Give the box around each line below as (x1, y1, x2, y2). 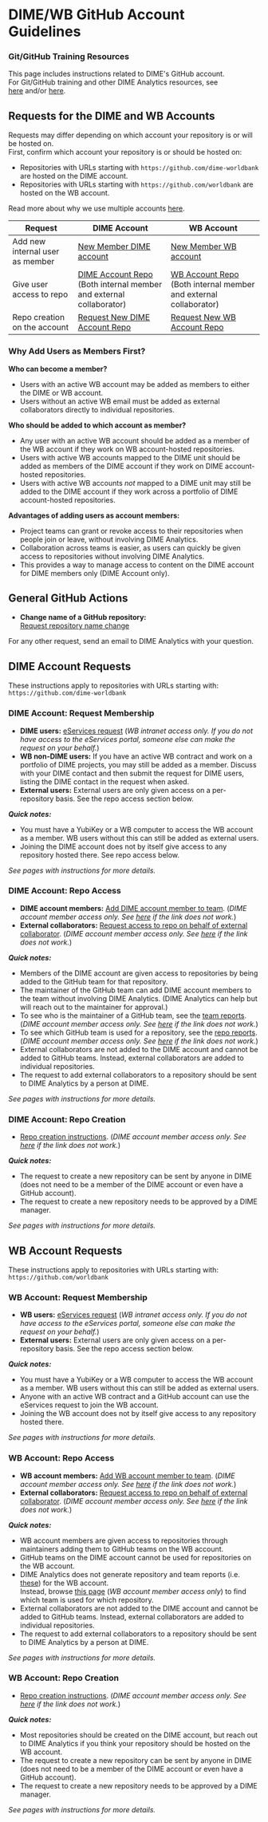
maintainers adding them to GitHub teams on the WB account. (19, 1544, 224, 1553)
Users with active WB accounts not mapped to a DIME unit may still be (19, 478, 251, 487)
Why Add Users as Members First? (8, 345, 146, 357)
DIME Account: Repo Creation (8, 1114, 126, 1125)
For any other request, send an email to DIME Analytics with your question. (8, 637, 254, 646)
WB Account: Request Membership (8, 1292, 148, 1303)
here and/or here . (8, 86, 66, 96)
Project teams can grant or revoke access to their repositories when (19, 526, 243, 535)
